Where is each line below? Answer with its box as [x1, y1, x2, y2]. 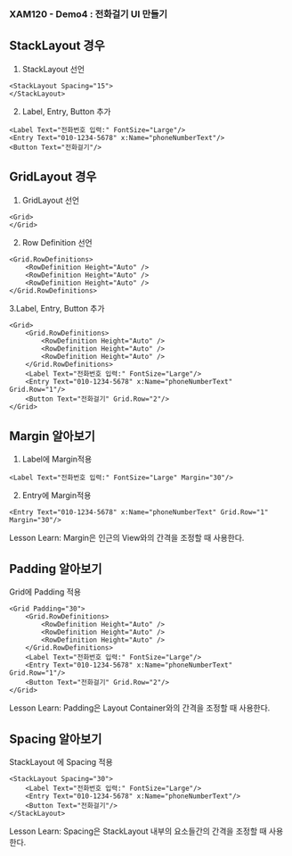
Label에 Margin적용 [21, 453, 93, 465]
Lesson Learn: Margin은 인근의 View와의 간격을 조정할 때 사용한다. [9, 533, 245, 544]
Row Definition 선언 [21, 237, 93, 247]
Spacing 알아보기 [9, 731, 102, 746]
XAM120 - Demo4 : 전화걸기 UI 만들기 [9, 7, 167, 20]
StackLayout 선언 [21, 63, 85, 74]
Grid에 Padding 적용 [9, 586, 82, 597]
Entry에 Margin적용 [21, 490, 92, 501]
